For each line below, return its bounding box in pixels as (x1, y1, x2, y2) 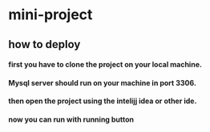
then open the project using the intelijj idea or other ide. (8, 96, 197, 106)
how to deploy (8, 38, 81, 51)
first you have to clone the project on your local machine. (8, 60, 203, 70)
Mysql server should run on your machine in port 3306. (8, 78, 196, 87)
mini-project (8, 6, 93, 24)
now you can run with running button (8, 114, 135, 124)
